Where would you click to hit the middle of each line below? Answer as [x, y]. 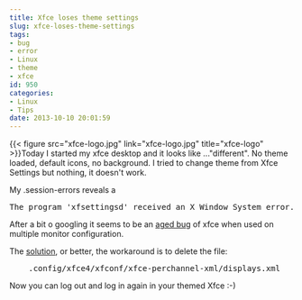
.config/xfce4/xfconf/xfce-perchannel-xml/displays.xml [155, 268]
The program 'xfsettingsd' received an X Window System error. [152, 207]
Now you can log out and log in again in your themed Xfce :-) [123, 286]
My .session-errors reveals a [63, 190]
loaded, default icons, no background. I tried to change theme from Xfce [144, 163]
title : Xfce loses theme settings [74, 18]
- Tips [22, 110]
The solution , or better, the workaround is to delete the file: [119, 251]
